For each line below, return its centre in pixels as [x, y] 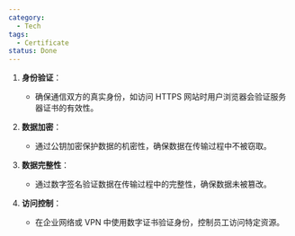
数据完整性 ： [45, 165]
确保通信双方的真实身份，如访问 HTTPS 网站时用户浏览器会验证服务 [161, 97]
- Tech [29, 26]
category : [27, 17]
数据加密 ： [41, 127]
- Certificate [43, 43]
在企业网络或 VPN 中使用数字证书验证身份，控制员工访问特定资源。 [160, 223]
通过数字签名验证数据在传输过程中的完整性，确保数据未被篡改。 [153, 184]
